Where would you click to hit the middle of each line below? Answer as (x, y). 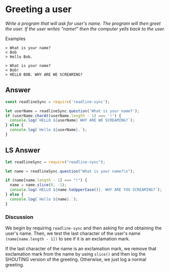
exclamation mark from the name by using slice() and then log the (75, 254)
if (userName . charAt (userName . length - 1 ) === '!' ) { (63, 116)
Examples (15, 39)
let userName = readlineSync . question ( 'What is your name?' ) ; (72, 111)
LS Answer (23, 150)
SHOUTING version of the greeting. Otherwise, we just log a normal (76, 259)
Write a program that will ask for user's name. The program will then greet (83, 23)
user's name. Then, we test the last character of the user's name (73, 233)
